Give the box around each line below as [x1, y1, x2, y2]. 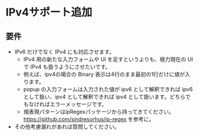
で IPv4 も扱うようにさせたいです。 [23, 64, 111, 70]
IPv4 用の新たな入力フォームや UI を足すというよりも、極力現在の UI [23, 56, 194, 63]
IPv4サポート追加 [5, 5, 93, 19]
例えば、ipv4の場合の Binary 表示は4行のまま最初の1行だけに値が [23, 71, 185, 78]
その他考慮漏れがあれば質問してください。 [14, 123, 120, 130]
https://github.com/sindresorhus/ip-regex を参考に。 [23, 116, 155, 123]
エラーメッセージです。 [49, 101, 108, 108]
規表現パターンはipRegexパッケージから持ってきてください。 [23, 108, 175, 115]
